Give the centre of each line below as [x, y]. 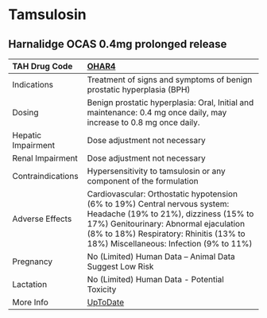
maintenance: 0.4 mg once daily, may [157, 112]
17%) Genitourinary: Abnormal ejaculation [166, 224]
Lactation [30, 284]
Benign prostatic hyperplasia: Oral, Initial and [170, 103]
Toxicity [102, 289]
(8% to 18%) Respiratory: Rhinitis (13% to [166, 234]
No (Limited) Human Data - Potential [155, 279]
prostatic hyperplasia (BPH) [139, 89]
